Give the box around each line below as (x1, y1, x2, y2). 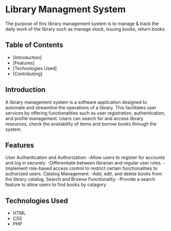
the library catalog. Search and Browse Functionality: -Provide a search (5, 176, 156, 182)
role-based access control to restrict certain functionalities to (29, 165, 158, 172)
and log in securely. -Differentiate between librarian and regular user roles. (5, 160, 162, 166)
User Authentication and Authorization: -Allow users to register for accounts (5, 154, 165, 160)
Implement (5, 165, 28, 172)
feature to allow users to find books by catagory (5, 181, 106, 188)
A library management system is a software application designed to (5, 99, 147, 105)
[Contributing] (12, 71, 42, 77)
